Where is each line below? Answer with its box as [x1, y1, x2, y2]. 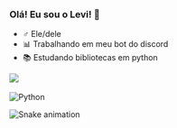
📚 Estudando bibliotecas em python [22, 52, 158, 63]
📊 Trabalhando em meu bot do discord [22, 39, 169, 50]
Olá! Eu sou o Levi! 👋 [9, 8, 101, 21]
